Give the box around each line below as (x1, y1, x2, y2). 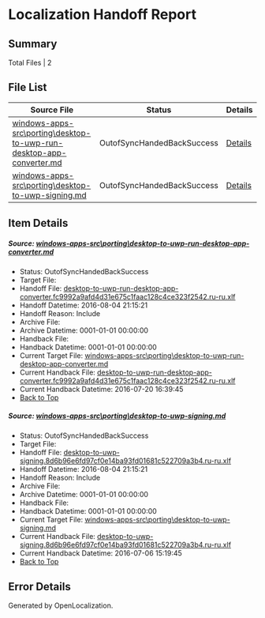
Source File (30, 104, 74, 115)
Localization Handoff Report (8, 6, 197, 24)
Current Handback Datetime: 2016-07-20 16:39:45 (19, 385, 184, 394)
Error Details (8, 579, 71, 594)
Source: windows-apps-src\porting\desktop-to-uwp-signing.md (8, 411, 226, 420)
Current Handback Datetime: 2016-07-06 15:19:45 (19, 548, 183, 558)
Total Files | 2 (8, 58, 52, 67)
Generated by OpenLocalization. (8, 601, 114, 610)
